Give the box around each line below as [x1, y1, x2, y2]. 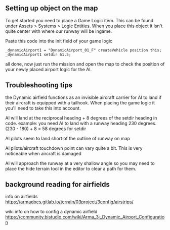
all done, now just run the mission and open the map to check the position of [5, 61, 165, 67]
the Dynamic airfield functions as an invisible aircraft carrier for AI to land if [5, 94, 162, 100]
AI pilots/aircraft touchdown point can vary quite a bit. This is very [5, 145, 143, 151]
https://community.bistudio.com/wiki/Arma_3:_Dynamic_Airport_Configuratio [5, 214, 165, 220]
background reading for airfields [5, 180, 110, 189]
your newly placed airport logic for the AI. [5, 66, 92, 72]
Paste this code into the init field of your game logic [5, 38, 113, 44]
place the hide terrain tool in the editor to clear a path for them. [5, 165, 137, 171]
